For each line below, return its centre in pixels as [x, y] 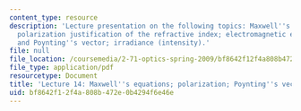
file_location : [38, 59]
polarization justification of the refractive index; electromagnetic [152, 34]
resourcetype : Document [54, 76]
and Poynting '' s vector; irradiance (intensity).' [114, 43]
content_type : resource [54, 17]
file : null [30, 51]
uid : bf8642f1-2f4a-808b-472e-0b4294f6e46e [92, 92]
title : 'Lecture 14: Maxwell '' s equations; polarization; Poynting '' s [144, 84]
